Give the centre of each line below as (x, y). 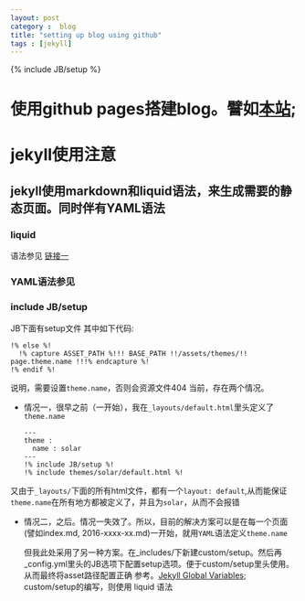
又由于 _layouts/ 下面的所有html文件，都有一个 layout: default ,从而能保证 (149, 490)
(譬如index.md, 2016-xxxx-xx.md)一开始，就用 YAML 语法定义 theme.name (156, 532)
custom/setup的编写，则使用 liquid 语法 (98, 586)
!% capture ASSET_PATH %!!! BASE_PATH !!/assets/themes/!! (133, 353)
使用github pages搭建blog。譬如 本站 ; (153, 109)
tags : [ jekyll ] (41, 43)
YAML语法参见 (43, 282)
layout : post (35, 18)
